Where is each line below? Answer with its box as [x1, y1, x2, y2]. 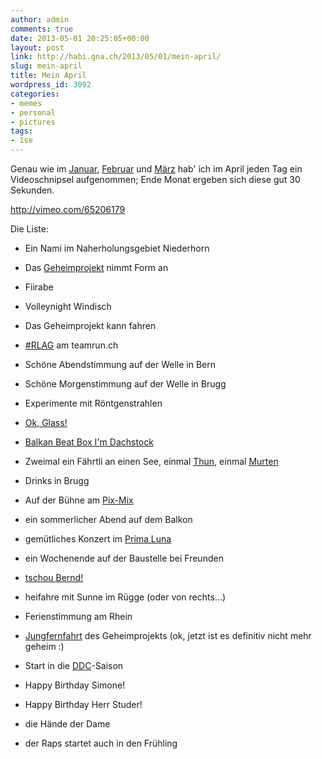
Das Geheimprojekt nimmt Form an [24, 262, 169, 273]
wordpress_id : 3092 [10, 80, 92, 90]
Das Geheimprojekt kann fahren [24, 320, 157, 331]
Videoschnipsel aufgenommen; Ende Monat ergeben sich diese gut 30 [10, 174, 301, 185]
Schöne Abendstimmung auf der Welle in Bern [24, 359, 217, 370]
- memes [10, 98, 43, 108]
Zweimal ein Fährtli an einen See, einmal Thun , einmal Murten [24, 456, 279, 467]
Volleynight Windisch [24, 301, 112, 312]
